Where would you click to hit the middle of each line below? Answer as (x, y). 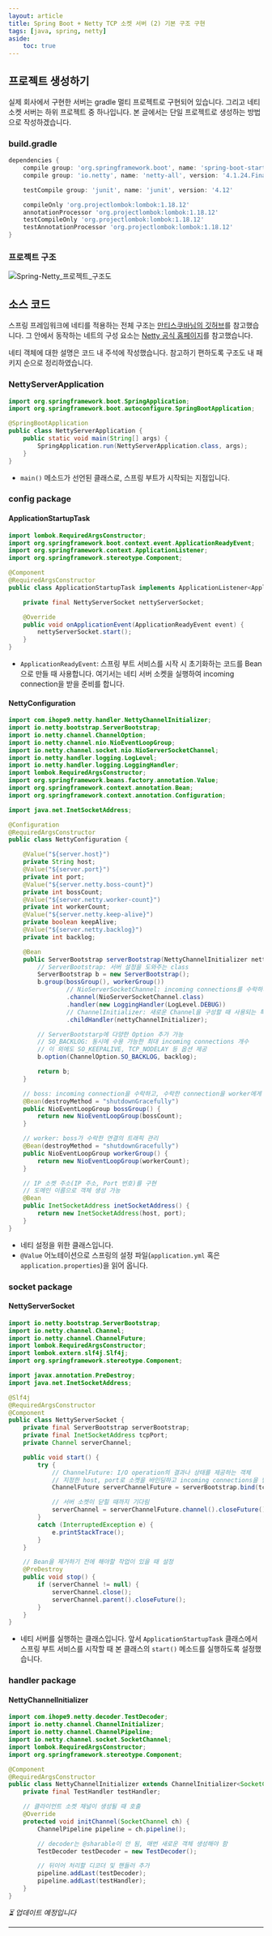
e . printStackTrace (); (88, 1532)
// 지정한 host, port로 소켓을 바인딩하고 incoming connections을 (155, 1480)
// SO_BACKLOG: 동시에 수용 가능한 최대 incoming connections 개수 (143, 1042)
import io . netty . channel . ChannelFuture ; (78, 1338)
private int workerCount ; (67, 907)
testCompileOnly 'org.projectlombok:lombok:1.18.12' (114, 220)
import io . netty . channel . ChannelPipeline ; (81, 1732)
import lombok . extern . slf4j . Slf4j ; (68, 1353)
